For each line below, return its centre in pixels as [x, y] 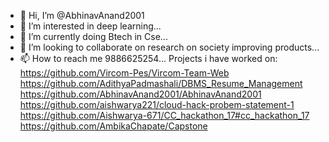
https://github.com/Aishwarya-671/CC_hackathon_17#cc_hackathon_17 [164, 115]
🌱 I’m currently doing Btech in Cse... [93, 36]
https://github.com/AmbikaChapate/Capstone [113, 126]
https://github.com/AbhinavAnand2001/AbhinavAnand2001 [140, 94]
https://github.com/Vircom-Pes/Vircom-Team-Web [124, 73]
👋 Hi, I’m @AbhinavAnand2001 [82, 15]
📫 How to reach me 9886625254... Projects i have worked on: [148, 58]
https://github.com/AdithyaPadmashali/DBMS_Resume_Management [161, 83]
